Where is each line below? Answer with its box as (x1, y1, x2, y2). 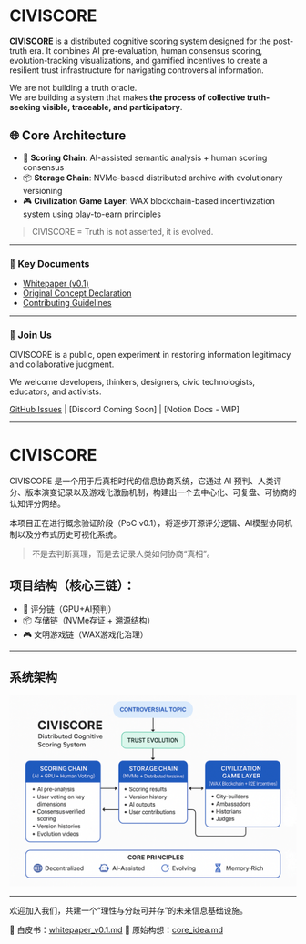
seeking (9, 101, 41, 112)
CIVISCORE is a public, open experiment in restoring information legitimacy (9, 350, 291, 360)
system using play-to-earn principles (22, 208, 162, 219)
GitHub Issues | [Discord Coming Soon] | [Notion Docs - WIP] (9, 404, 240, 415)
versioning (22, 185, 63, 196)
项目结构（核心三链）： (9, 577, 136, 593)
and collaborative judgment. (9, 359, 115, 370)
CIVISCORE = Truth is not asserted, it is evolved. (31, 226, 214, 237)
